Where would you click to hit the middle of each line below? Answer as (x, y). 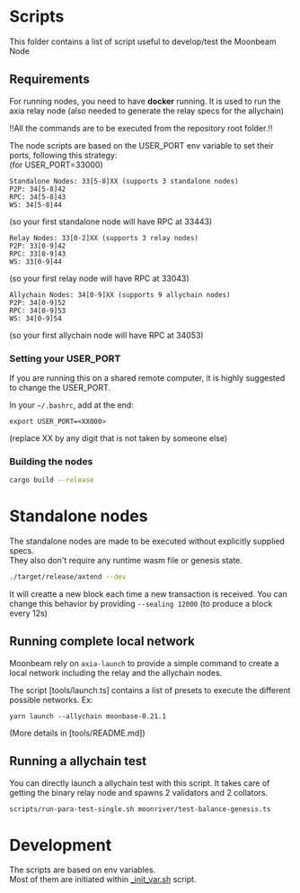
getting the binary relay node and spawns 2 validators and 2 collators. (138, 792)
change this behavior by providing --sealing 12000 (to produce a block (141, 604)
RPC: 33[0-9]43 (38, 254)
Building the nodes (51, 461)
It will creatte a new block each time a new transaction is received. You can (148, 594)
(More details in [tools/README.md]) (77, 733)
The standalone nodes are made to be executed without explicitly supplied (147, 541)
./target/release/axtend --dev (68, 577)
